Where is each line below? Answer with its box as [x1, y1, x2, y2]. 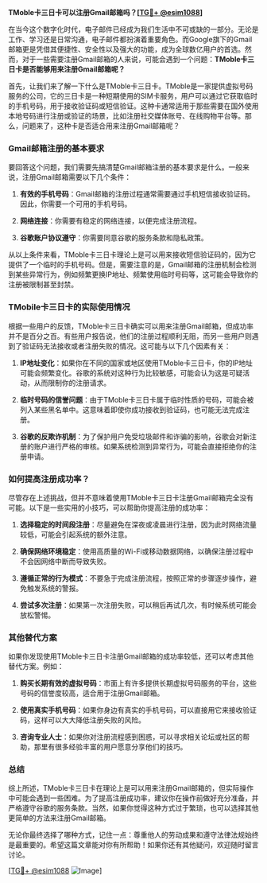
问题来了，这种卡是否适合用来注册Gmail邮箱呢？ [21, 121, 180, 130]
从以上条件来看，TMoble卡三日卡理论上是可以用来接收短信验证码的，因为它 [8, 250, 257, 259]
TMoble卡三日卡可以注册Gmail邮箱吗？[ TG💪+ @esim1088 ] [8, 8, 203, 17]
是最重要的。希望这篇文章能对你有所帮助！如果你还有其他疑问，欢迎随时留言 [8, 840, 259, 850]
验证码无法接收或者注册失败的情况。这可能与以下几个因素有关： [21, 341, 231, 351]
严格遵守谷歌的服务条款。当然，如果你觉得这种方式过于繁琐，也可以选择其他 [8, 803, 259, 813]
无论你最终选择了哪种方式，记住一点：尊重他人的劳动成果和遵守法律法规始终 [8, 830, 259, 840]
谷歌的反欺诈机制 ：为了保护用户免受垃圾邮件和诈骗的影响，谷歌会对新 [19, 431, 250, 441]
